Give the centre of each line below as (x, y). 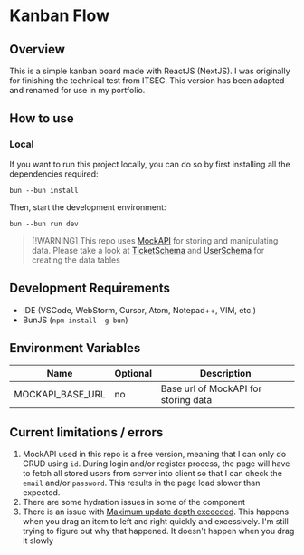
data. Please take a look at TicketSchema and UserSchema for (148, 250)
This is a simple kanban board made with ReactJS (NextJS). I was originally (150, 71)
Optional (133, 374)
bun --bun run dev (44, 224)
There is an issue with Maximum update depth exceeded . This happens (156, 512)
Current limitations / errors (86, 432)
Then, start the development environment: (88, 207)
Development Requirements (90, 288)
